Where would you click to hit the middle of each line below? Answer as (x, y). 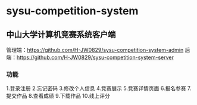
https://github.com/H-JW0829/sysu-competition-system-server (95, 57)
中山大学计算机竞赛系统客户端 (61, 34)
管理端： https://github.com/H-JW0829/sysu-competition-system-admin (95, 50)
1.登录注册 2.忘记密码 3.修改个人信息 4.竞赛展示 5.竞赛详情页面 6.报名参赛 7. (99, 88)
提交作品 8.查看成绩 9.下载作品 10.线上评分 (58, 96)
